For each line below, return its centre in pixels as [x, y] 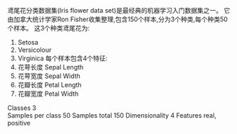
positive [19, 123]
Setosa [28, 42]
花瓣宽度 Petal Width [48, 94]
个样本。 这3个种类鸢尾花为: [49, 28]
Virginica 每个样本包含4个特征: [63, 58]
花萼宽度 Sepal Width [49, 76]
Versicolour [35, 50]
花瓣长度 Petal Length [49, 85]
